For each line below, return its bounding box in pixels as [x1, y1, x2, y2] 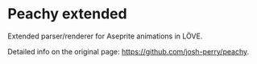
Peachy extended [7, 5, 127, 23]
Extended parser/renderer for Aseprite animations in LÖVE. [7, 31, 203, 41]
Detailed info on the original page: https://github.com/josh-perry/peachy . [7, 46, 250, 56]
